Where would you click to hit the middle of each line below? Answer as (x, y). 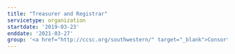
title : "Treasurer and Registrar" (58, 14)
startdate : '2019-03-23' (43, 27)
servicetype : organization (47, 20)
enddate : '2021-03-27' (40, 33)
